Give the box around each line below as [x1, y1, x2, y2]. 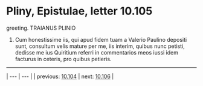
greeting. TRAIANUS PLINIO [6, 24, 76, 31]
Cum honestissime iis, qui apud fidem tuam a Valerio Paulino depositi [14, 36, 187, 43]
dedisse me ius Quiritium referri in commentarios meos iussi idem [14, 48, 179, 56]
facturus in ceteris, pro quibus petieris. [14, 55, 112, 62]
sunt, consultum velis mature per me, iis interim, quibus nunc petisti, [14, 42, 185, 50]
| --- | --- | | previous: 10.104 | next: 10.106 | [6, 73, 114, 80]
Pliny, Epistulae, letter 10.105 [6, 4, 153, 18]
